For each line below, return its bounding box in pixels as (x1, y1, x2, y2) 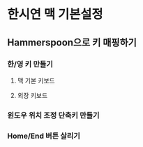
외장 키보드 (17, 91, 48, 99)
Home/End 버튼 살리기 (7, 131, 80, 141)
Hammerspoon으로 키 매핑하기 (7, 36, 137, 48)
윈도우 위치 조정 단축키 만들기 (7, 110, 100, 120)
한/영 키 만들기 (7, 59, 54, 69)
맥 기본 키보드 (17, 76, 55, 85)
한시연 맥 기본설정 (7, 6, 103, 22)
